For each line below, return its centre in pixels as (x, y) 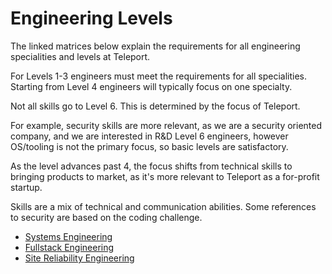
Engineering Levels (91, 18)
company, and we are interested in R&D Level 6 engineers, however (149, 136)
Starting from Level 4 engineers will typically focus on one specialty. (151, 86)
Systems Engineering (68, 236)
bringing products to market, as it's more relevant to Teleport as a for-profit (165, 176)
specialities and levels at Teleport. (80, 56)
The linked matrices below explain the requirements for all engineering (155, 46)
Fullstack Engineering (69, 247)
